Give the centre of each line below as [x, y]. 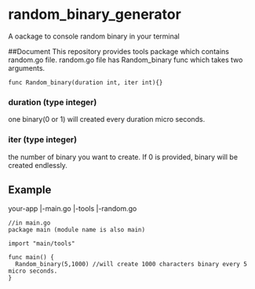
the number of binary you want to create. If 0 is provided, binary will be [123, 157]
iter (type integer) [42, 140]
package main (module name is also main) [77, 230]
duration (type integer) [53, 102]
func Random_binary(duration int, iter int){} [86, 82]
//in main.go [29, 223]
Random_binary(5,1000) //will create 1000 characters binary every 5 [131, 265]
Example [30, 190]
